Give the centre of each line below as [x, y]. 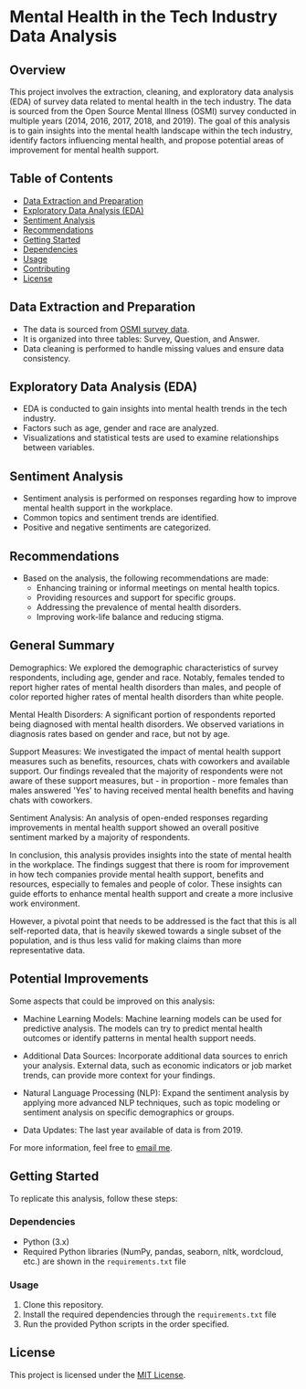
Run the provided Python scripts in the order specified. [126, 1324]
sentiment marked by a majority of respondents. [100, 837]
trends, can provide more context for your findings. [119, 1075]
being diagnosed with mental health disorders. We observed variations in [147, 724]
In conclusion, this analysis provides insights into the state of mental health [151, 855]
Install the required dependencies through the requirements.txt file [149, 1315]
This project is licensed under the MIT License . [98, 1374]
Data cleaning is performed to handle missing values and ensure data [153, 348]
